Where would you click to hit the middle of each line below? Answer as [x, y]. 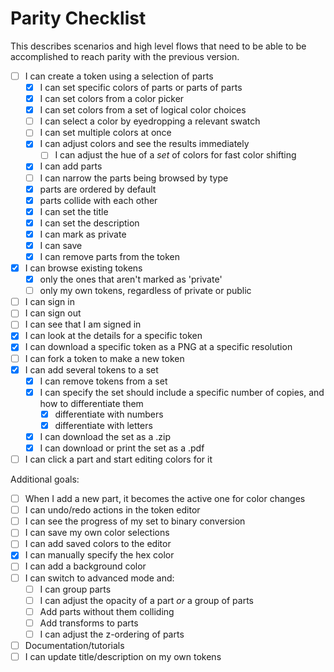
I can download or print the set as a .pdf [122, 448]
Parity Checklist [78, 18]
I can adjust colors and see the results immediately [144, 144]
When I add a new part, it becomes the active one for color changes [165, 499]
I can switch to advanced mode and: [99, 578]
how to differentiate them [91, 403]
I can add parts [71, 166]
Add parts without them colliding [107, 611]
